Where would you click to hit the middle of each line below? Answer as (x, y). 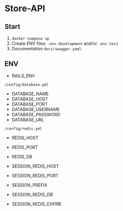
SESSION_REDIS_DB (32, 194)
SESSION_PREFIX (29, 185)
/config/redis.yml (23, 128)
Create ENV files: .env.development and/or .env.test (65, 43)
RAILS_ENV (23, 76)
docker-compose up (30, 39)
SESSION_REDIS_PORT (35, 175)
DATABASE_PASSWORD (36, 114)
